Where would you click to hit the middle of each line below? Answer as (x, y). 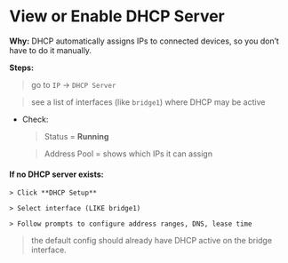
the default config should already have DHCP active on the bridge (152, 241)
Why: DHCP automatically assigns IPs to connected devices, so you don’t (144, 41)
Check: (35, 119)
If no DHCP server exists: (56, 174)
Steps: (21, 68)
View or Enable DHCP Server (117, 16)
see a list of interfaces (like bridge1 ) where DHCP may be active (148, 102)
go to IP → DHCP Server (73, 84)
